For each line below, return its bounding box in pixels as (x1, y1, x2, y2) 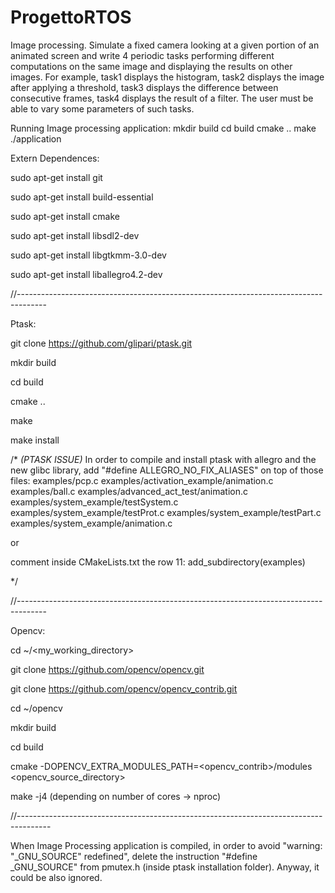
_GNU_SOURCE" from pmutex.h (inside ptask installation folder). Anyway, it (10, 861, 320, 873)
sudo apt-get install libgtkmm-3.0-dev (10, 249, 167, 261)
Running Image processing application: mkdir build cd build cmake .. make (10, 122, 317, 134)
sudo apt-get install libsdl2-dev (10, 229, 140, 241)
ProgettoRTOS (10, 6, 132, 29)
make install (10, 434, 60, 446)
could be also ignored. (10, 871, 103, 883)
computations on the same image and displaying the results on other (10, 60, 293, 72)
